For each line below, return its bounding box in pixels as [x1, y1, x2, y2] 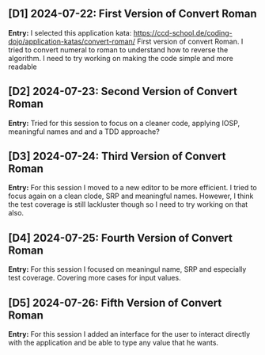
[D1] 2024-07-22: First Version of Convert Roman [8, 7, 257, 21]
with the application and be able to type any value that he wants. [8, 338, 219, 348]
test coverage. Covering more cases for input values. [8, 273, 181, 283]
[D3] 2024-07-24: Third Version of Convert [8, 150, 226, 163]
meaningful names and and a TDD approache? [8, 127, 160, 136]
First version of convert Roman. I [137, 36, 244, 46]
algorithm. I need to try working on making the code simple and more [8, 53, 233, 63]
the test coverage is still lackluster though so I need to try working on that [8, 200, 248, 209]
